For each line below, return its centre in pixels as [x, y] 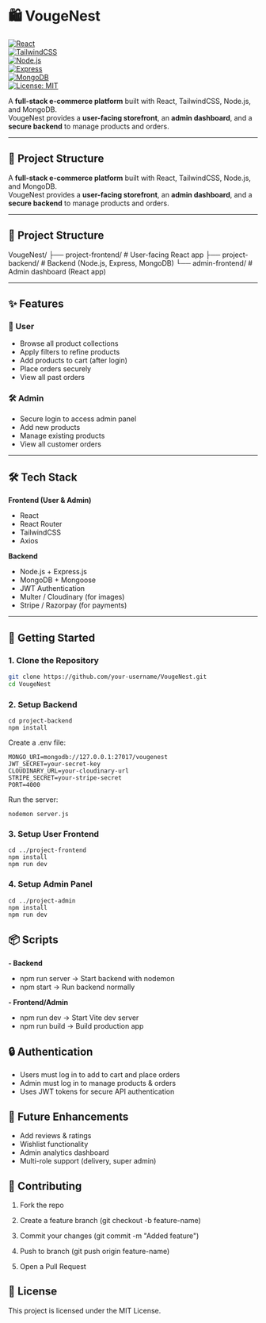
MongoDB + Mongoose [58, 580]
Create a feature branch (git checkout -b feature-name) [110, 1220]
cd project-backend [40, 721]
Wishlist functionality [54, 1145]
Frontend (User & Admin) [50, 500]
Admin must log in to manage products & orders [98, 1083]
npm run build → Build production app [82, 1026]
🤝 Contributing [45, 1186]
